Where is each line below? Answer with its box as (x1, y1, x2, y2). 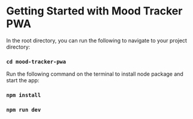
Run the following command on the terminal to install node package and (6, 70, 184, 78)
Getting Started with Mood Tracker (6, 4, 183, 18)
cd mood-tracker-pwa (6, 58, 67, 65)
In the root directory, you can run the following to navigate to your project (6, 37, 188, 44)
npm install (6, 92, 41, 99)
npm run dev (6, 106, 41, 114)
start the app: (6, 77, 40, 84)
